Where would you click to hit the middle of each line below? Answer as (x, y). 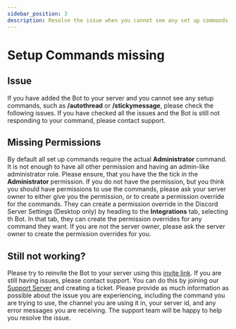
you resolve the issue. (39, 318)
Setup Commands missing (86, 55)
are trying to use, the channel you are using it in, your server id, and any (112, 303)
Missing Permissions (54, 142)
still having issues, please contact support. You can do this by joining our (113, 280)
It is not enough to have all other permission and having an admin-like (108, 167)
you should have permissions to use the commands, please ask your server (117, 189)
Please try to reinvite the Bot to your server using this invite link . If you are (114, 273)
